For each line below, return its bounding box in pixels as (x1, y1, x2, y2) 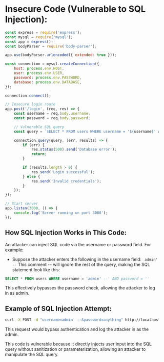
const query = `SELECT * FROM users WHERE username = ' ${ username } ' (14, 129, 156, 134)
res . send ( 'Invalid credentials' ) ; (31, 179, 102, 183)
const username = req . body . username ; (14, 111, 91, 116)
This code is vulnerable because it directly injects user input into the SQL (5, 341, 152, 347)
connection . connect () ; (5, 93, 51, 98)
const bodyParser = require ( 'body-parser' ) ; (5, 44, 97, 49)
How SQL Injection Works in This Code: (5, 229, 127, 237)
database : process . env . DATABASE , (14, 79, 82, 84)
